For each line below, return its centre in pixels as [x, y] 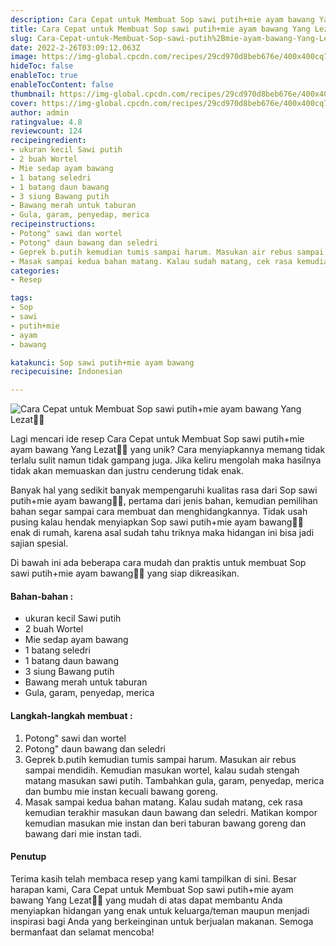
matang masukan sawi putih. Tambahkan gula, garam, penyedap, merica [174, 780]
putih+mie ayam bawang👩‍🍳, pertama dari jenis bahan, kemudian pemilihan [164, 501]
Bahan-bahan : [42, 596]
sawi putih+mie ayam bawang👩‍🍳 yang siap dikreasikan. [125, 573]
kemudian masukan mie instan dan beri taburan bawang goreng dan [165, 823]
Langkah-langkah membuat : [71, 715]
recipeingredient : [48, 141]
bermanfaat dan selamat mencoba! [82, 932]
